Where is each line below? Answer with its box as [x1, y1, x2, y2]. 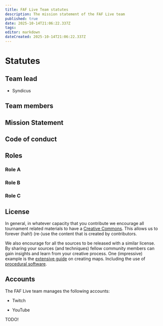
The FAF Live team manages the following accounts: [5, 288, 110, 294]
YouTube [12, 307, 30, 313]
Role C [5, 192, 21, 199]
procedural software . [5, 261, 47, 267]
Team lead [5, 75, 37, 83]
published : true [5, 16, 38, 21]
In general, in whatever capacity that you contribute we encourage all [5, 221, 145, 226]
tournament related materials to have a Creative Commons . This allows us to [5, 225, 158, 232]
